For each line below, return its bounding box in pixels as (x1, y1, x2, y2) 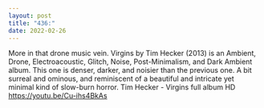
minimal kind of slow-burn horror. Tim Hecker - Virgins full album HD (8, 82, 236, 92)
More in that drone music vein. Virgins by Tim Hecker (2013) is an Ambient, (8, 49, 257, 58)
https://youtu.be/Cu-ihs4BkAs (8, 91, 108, 101)
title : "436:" (8, 19, 56, 27)
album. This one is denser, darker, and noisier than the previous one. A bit (8, 66, 253, 75)
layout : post (8, 11, 52, 20)
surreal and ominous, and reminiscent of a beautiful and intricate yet (8, 74, 234, 84)
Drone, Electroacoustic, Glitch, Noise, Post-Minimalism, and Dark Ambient (8, 57, 253, 66)
